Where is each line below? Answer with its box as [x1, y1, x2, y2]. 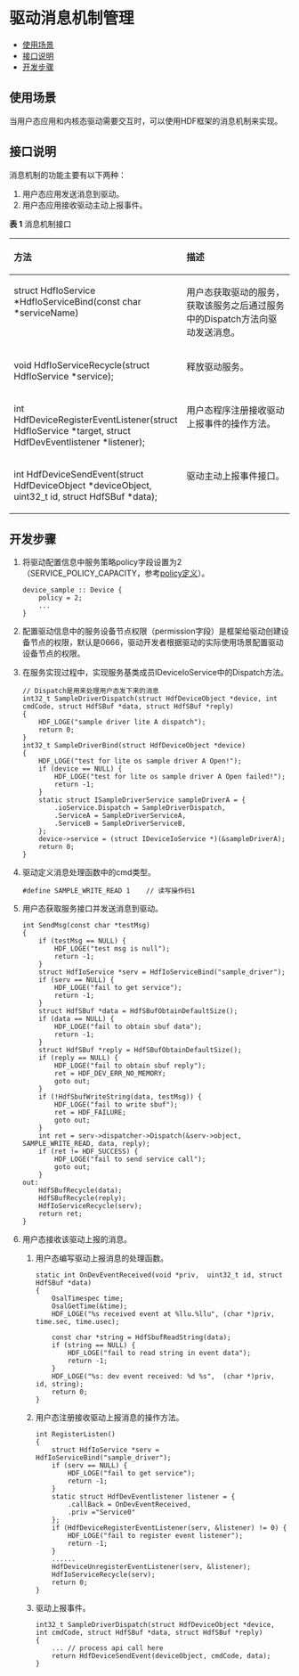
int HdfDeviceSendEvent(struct [13, 468, 144, 480]
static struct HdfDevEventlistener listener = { [52, 1492, 236, 1501]
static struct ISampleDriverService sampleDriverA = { [38, 796, 246, 805]
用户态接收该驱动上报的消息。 [21, 1234, 132, 1245]
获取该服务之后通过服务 [186, 299, 285, 312]
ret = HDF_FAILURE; [54, 1108, 126, 1117]
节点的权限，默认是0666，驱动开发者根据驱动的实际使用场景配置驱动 [29, 637, 284, 648]
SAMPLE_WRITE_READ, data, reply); [21, 1140, 150, 1149]
